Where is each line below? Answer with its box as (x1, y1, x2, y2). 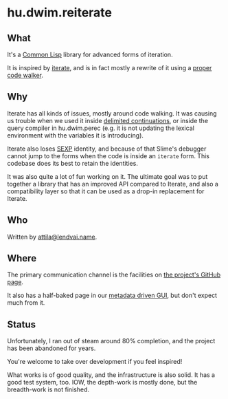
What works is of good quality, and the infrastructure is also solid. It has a (7, 371, 215, 379)
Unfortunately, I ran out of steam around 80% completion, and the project (7, 337, 216, 345)
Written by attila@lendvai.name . (7, 233, 98, 241)
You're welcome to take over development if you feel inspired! (7, 358, 183, 366)
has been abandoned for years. (7, 344, 96, 352)
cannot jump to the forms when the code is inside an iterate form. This (7, 151, 209, 160)
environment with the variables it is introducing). (7, 131, 144, 139)
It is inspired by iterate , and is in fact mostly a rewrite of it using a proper (7, 64, 212, 72)
